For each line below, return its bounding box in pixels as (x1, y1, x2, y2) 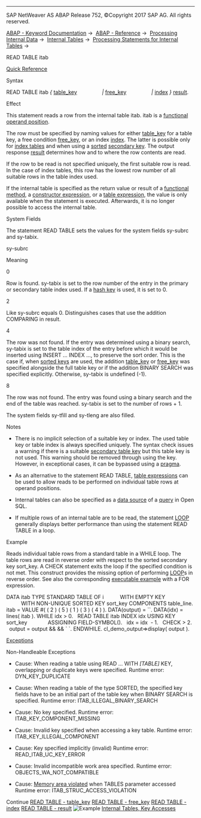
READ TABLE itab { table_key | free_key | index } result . (6, 89, 189, 96)
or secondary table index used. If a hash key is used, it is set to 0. (6, 286, 167, 293)
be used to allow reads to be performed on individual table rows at (14, 478, 179, 485)
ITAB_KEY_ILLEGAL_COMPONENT (14, 733, 100, 740)
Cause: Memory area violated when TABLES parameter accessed (14, 780, 176, 787)
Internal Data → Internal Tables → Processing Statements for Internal (6, 36, 178, 42)
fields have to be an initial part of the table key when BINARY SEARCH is (14, 691, 193, 698)
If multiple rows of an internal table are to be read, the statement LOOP (14, 514, 190, 521)
